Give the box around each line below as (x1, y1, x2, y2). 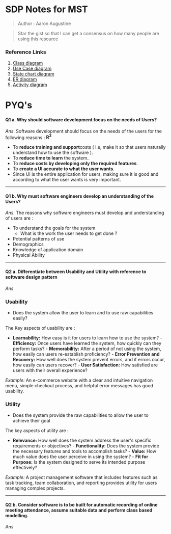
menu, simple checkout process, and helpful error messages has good (5, 382, 154, 388)
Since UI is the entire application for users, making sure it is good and (12, 171, 159, 177)
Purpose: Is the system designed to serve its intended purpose (12, 459, 146, 465)
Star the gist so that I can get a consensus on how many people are (17, 30, 159, 36)
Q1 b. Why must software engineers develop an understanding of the (5, 193, 154, 199)
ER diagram (12, 76, 37, 83)
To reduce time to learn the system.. (12, 155, 90, 161)
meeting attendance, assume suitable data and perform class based (5, 507, 153, 513)
